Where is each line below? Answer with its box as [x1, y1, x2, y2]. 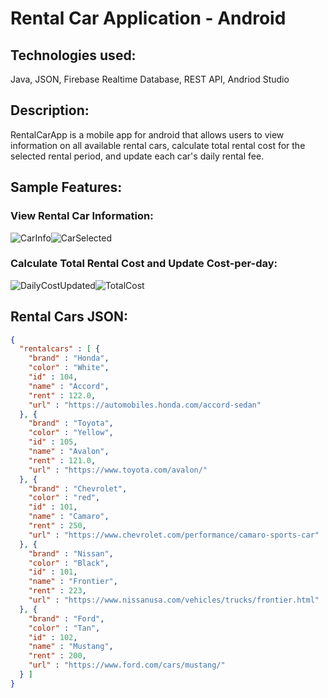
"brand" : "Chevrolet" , [28, 483, 128, 494]
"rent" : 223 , [28, 586, 87, 596]
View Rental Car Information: [10, 209, 154, 223]
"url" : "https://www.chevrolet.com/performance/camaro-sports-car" [28, 530, 320, 540]
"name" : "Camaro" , [28, 512, 110, 522]
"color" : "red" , [28, 493, 101, 503]
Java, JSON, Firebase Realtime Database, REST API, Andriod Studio [10, 73, 290, 85]
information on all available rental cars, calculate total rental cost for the [10, 139, 306, 151]
